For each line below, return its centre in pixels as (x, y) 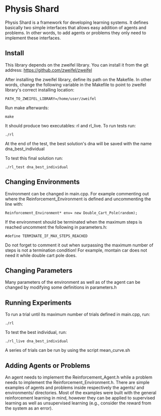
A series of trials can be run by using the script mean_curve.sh (68, 350)
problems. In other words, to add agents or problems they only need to (76, 33)
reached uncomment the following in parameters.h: (56, 227)
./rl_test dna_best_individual (37, 167)
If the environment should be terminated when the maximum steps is (73, 222)
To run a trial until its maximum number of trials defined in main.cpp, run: (78, 314)
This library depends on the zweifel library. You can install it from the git (77, 65)
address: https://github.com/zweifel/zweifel (48, 70)
